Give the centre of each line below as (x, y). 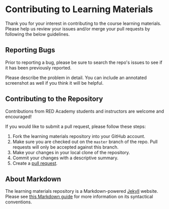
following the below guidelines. (37, 34)
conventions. (19, 202)
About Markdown (33, 179)
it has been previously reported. (38, 67)
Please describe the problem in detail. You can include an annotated (76, 78)
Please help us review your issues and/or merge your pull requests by (78, 28)
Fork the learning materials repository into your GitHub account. (79, 136)
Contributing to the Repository (54, 99)
